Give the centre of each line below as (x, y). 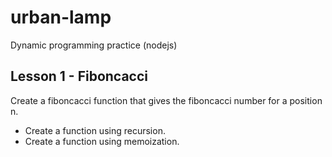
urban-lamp (61, 17)
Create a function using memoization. (102, 141)
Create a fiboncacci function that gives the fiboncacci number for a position (166, 100)
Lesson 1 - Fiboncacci (79, 76)
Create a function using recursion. (95, 130)
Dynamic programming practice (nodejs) (94, 45)
